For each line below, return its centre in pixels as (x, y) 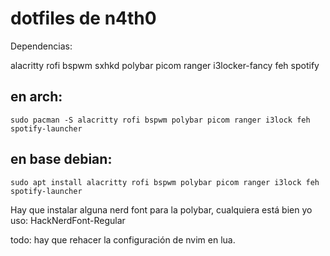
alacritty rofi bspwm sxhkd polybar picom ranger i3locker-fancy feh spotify (165, 65)
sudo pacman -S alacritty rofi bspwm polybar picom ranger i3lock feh (160, 120)
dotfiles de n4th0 (83, 18)
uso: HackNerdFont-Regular (68, 220)
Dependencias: (41, 46)
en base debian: (61, 159)
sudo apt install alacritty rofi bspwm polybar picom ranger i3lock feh (165, 182)
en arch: (36, 97)
